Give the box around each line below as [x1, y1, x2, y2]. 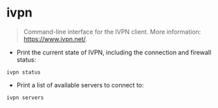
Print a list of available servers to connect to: [16, 80, 145, 89]
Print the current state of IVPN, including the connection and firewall [16, 48, 212, 56]
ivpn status [6, 69, 41, 76]
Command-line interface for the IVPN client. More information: [23, 28, 201, 36]
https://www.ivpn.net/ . [23, 34, 88, 43]
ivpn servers [6, 94, 44, 101]
